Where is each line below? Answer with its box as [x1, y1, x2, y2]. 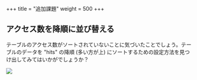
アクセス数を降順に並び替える [6, 24, 115, 34]
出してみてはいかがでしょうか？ [11, 56, 89, 63]
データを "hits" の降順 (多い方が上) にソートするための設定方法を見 [21, 48, 185, 55]
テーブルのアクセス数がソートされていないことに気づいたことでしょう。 [6, 41, 182, 48]
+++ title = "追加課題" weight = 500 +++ [6, 5, 105, 12]
